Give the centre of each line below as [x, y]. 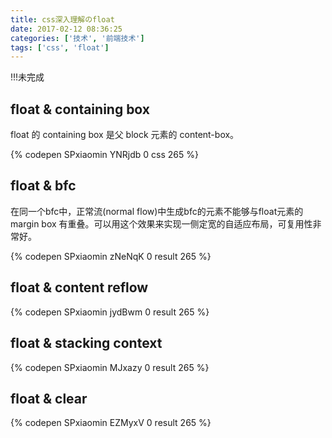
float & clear [49, 398]
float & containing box [80, 109]
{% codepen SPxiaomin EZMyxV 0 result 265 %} [111, 423]
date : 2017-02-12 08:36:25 [66, 29]
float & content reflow [79, 287]
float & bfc [43, 186]
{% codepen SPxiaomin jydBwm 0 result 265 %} [110, 312]
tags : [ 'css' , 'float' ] [60, 47]
